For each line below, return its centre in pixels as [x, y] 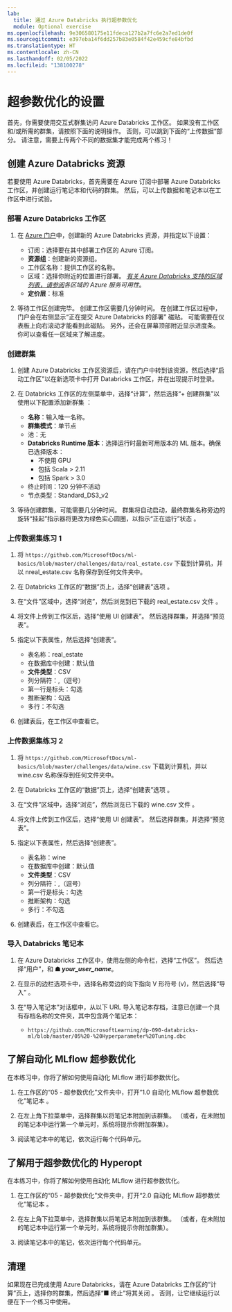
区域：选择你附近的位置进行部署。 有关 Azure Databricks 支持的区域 [125, 276]
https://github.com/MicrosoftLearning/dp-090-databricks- [113, 1030]
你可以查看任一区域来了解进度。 [63, 334]
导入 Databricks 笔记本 [46, 943]
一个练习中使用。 [50, 1302]
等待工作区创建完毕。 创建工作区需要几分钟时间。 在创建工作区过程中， [119, 308]
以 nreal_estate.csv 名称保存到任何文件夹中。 [82, 572]
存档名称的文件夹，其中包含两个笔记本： [81, 1016]
